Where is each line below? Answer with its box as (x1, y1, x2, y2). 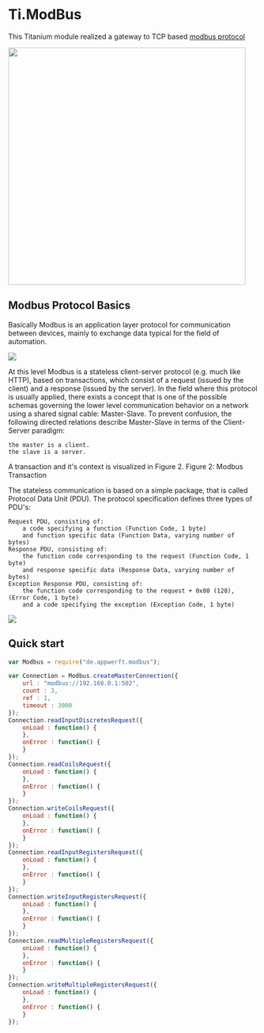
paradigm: (31, 426, 66, 435)
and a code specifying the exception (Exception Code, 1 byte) (22, 600, 236, 608)
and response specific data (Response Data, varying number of (22, 566, 236, 574)
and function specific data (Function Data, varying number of (22, 532, 236, 539)
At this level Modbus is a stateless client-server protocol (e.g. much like (8, 366, 241, 376)
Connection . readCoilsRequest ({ (8, 760, 111, 768)
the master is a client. (8, 441, 90, 448)
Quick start (8, 637, 65, 650)
